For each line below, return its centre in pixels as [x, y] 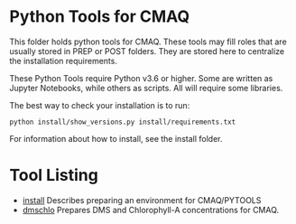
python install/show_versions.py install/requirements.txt [123, 122]
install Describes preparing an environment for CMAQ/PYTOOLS [142, 200]
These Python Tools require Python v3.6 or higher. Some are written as [141, 78]
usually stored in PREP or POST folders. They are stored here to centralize [147, 51]
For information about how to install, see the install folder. [116, 138]
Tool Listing [54, 176]
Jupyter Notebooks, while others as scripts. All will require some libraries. [146, 88]
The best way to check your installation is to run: [100, 105]
